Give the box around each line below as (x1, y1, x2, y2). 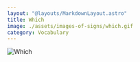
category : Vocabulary (7, 29, 69, 36)
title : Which (7, 16, 45, 23)
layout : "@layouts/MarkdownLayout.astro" (7, 10, 128, 17)
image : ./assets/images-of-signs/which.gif (7, 22, 134, 29)
